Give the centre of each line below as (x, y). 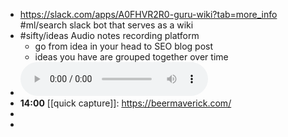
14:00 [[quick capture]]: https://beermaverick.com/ (125, 103)
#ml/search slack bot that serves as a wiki (106, 25)
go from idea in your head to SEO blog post (124, 46)
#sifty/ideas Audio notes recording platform (109, 35)
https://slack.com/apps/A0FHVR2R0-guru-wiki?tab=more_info (148, 14)
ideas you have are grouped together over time (131, 57)
